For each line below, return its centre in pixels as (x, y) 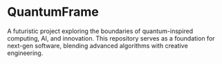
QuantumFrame (53, 12)
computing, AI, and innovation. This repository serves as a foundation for (111, 38)
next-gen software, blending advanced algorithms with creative (98, 45)
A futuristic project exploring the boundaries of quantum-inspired (100, 31)
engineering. (25, 53)
